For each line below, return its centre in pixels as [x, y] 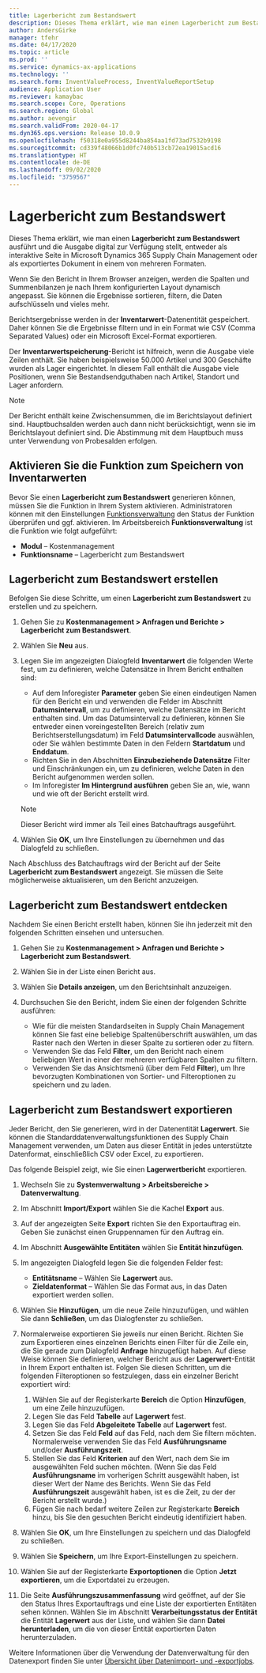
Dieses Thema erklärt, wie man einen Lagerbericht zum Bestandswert [124, 238]
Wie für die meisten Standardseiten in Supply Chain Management [139, 1026]
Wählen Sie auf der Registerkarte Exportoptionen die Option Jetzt [128, 1572]
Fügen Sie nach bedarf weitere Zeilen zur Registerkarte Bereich [136, 1509]
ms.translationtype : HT [48, 155]
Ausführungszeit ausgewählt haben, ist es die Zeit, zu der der [134, 1492]
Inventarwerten [48, 478]
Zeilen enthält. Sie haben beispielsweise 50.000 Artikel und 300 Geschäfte [130, 360]
